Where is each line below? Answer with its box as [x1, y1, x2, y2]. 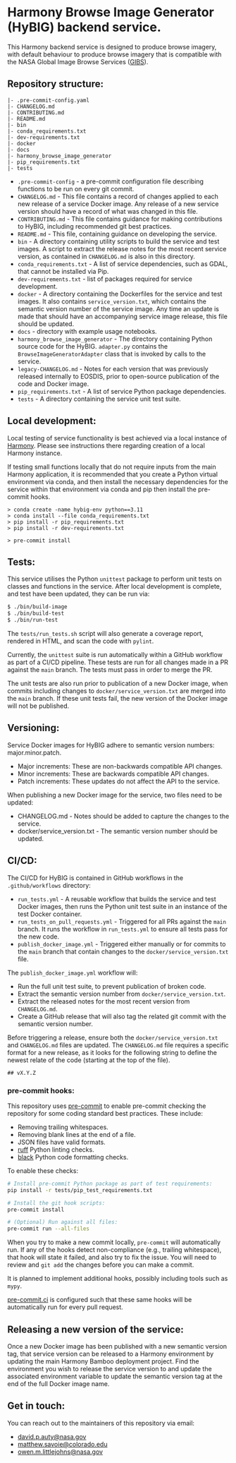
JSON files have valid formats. [17, 1138, 106, 1146]
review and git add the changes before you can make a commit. [7, 1260, 194, 1269]
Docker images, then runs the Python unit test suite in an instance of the [17, 902, 228, 910]
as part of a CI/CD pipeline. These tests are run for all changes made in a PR [7, 658, 229, 666]
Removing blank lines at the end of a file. [17, 1130, 136, 1138]
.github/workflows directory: [7, 881, 92, 889]
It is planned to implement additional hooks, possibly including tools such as [7, 1275, 228, 1283]
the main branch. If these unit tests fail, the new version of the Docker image [7, 694, 228, 702]
